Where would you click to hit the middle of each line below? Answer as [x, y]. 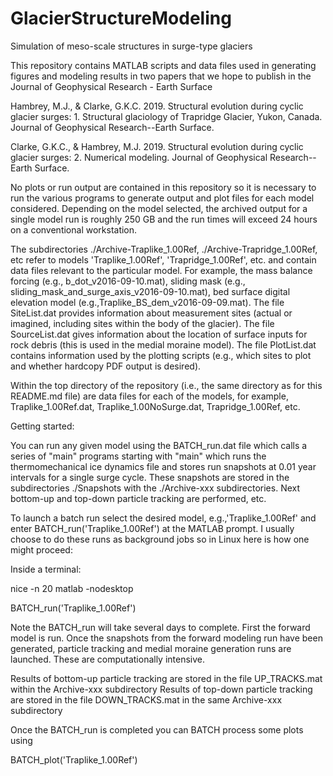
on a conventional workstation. [74, 229]
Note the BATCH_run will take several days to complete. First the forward [160, 627]
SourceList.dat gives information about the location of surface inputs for [159, 334]
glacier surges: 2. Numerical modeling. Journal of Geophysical [139, 157]
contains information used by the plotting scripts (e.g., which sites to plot [161, 355]
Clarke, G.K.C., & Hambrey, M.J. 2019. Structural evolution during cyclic [157, 146]
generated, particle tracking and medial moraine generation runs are [151, 648]
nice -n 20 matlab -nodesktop [72, 588]
